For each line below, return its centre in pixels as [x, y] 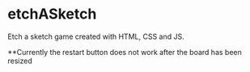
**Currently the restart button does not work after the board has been [125, 52]
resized [20, 61]
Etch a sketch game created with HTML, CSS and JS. [96, 36]
